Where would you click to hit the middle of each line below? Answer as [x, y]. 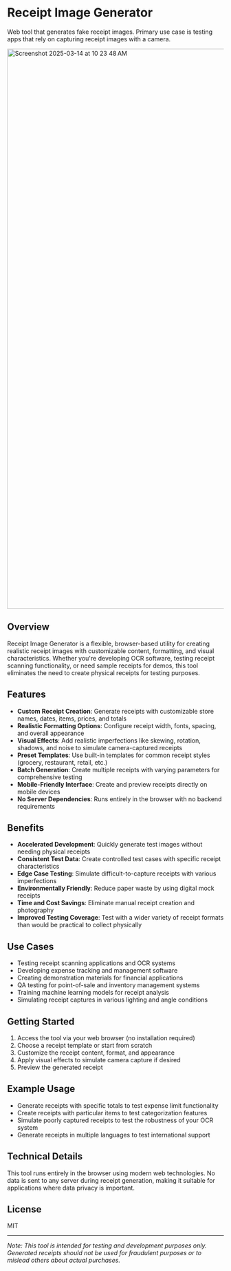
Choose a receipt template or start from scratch [85, 1045]
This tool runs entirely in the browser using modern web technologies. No [111, 1173]
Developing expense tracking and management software [97, 971]
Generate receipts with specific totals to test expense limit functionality [118, 1105]
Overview [29, 627]
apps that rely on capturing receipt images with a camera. [89, 39]
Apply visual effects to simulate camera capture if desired [99, 1060]
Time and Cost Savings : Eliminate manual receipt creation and [106, 903]
